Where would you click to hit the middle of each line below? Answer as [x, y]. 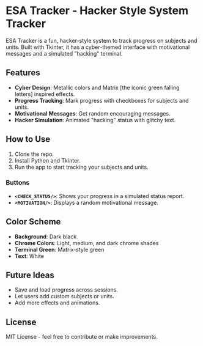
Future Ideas [30, 275]
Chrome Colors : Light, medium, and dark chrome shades [87, 243]
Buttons [18, 183]
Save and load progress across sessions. [66, 290]
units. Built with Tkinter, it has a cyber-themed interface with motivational [98, 47]
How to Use [28, 139]
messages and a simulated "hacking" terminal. [64, 53]
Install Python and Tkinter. [47, 160]
